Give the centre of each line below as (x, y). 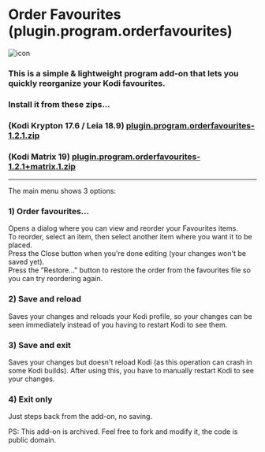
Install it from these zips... (59, 104)
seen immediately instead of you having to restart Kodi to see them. (118, 324)
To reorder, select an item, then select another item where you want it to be (130, 237)
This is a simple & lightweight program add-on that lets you (123, 73)
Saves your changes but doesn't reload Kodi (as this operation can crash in (130, 362)
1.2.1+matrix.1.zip (42, 166)
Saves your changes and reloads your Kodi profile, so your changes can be (130, 316)
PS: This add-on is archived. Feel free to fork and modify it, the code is (123, 432)
